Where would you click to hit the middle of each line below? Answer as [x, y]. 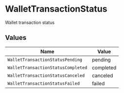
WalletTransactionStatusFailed [44, 83]
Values [16, 38]
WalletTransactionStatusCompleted [47, 67]
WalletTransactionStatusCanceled [46, 75]
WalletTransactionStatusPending [45, 60]
